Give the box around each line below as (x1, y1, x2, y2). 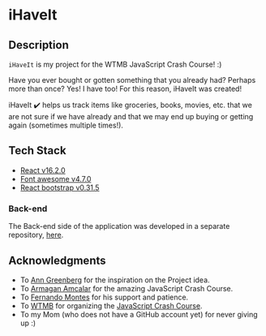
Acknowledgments (8, 253, 107, 267)
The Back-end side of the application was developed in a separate (8, 222, 230, 231)
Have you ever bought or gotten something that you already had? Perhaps (8, 75, 256, 84)
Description (8, 38, 69, 52)
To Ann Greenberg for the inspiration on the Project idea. (19, 274, 210, 285)
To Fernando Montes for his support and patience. (19, 292, 189, 302)
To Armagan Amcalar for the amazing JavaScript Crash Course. (19, 283, 234, 293)
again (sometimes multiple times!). (8, 120, 124, 130)
